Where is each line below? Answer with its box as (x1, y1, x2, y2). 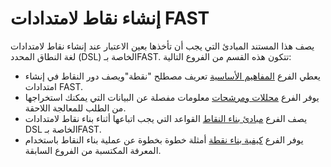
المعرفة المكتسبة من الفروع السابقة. (24, 144, 162, 156)
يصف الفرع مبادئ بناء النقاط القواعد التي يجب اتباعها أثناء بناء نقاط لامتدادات (24, 112, 308, 124)
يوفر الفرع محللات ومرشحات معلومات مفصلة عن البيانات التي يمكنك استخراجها (24, 91, 320, 103)
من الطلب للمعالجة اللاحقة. (24, 102, 127, 114)
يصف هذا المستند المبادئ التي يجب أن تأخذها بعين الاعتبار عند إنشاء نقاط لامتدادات (10, 40, 315, 52)
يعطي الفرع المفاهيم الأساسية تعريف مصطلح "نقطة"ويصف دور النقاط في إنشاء (24, 70, 321, 82)
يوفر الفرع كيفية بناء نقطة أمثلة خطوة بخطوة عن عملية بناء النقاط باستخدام (24, 133, 304, 146)
